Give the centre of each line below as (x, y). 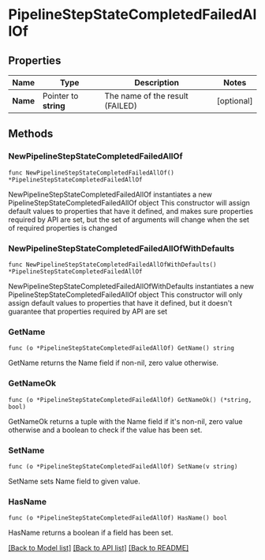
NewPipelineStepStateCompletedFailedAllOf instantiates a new (110, 194)
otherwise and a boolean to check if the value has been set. (105, 430)
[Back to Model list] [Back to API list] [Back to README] (99, 548)
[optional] (235, 101)
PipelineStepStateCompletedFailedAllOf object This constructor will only (125, 295)
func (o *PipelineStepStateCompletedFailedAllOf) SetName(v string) (123, 466)
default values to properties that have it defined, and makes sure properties (131, 211)
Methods (31, 134)
